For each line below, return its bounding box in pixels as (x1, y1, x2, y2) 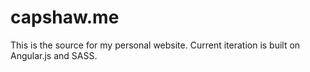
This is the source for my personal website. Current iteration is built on (10, 39, 301, 51)
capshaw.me (10, 6, 120, 29)
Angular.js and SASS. (10, 49, 98, 61)
